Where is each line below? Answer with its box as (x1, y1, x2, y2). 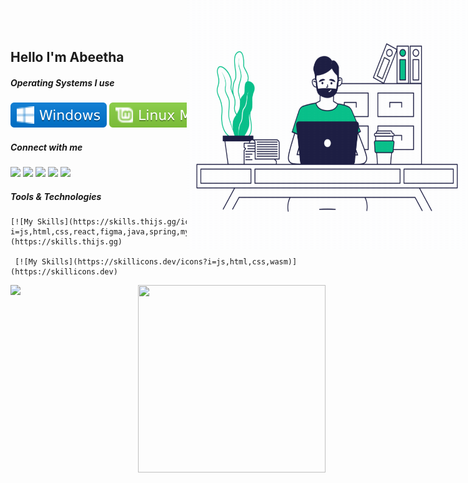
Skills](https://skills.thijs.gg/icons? (36, 217, 208, 227)
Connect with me (10, 141, 83, 153)
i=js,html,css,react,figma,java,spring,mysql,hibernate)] (10, 227, 257, 237)
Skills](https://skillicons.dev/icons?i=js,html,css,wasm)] (41, 257, 298, 267)
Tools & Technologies (10, 190, 102, 202)
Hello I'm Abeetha (10, 49, 125, 66)
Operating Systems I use (10, 76, 115, 89)
